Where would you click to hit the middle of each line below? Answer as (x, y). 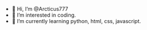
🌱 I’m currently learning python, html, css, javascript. (76, 21)
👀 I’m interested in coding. (44, 15)
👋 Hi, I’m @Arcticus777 (40, 9)
